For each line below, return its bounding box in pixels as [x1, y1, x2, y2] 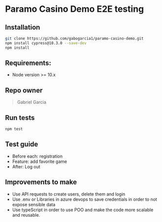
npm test [5, 127, 23, 131]
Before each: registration [12, 153, 63, 159]
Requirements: [5, 59, 52, 67]
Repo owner [5, 86, 43, 95]
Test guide [5, 140, 38, 149]
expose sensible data [12, 201, 55, 207]
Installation [5, 23, 40, 32]
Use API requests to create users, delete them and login [12, 191, 126, 197]
